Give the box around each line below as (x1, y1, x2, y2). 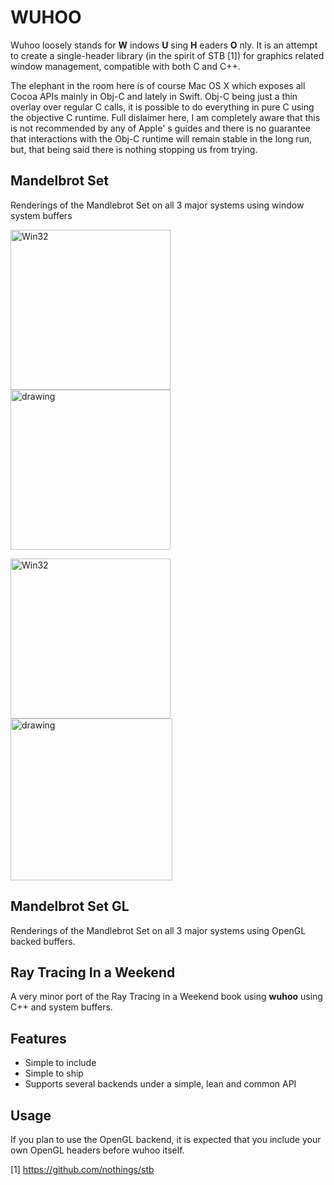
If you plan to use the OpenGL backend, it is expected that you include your (10, 1134, 322, 1145)
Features (10, 1030, 67, 1047)
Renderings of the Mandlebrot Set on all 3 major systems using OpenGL (10, 924, 307, 936)
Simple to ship (24, 1067, 84, 1080)
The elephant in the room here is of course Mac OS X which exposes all (10, 79, 306, 91)
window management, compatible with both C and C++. (10, 60, 241, 72)
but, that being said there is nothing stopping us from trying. (10, 143, 258, 155)
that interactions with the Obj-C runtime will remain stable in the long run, (10, 132, 313, 145)
